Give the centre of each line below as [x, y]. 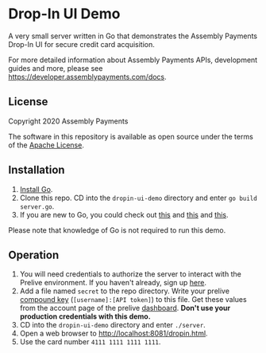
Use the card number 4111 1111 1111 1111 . [90, 342]
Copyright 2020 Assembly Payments [68, 121]
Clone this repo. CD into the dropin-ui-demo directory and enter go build [139, 198]
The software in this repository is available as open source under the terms [131, 136]
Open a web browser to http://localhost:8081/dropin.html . [114, 333]
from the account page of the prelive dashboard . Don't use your [125, 308]
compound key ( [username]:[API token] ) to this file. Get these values [133, 300]
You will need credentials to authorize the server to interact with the [131, 274]
